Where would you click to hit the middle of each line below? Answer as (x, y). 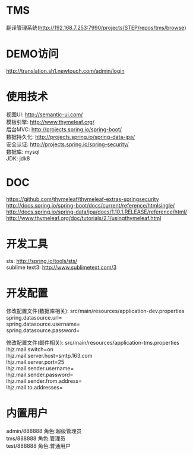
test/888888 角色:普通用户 (39, 445)
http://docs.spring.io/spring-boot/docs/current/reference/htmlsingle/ (91, 205)
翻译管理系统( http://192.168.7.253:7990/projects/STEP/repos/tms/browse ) (96, 27)
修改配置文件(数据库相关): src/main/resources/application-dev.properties (95, 311)
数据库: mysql (23, 151)
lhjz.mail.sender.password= (40, 374)
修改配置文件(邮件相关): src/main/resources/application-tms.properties (93, 342)
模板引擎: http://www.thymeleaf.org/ (50, 122)
